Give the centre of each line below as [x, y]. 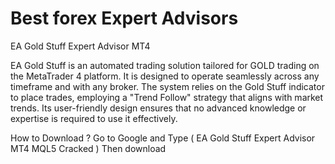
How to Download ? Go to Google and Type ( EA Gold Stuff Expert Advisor [163, 138]
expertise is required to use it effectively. [94, 118]
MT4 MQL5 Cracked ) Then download [88, 148]
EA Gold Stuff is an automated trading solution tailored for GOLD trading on [165, 65]
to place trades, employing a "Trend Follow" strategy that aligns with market [167, 97]
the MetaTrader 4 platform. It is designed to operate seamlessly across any [165, 76]
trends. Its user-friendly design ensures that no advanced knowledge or [158, 108]
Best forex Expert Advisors [124, 18]
